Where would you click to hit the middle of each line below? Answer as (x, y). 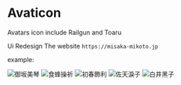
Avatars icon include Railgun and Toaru (65, 32)
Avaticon (34, 13)
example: (21, 59)
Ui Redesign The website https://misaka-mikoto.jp (83, 46)
